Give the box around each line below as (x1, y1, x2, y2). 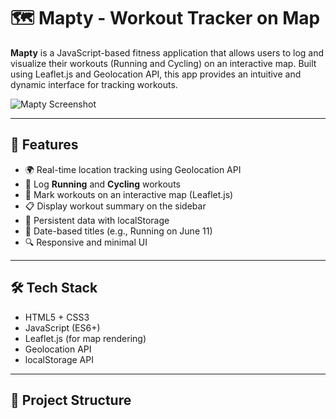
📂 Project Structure (10, 391, 132, 409)
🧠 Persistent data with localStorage (24, 214, 170, 226)
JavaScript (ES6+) (24, 321, 101, 334)
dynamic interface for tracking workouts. (10, 78, 178, 90)
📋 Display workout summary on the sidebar (24, 200, 207, 212)
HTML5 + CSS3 (24, 311, 90, 323)
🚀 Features (10, 136, 79, 154)
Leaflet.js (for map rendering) (24, 332, 147, 344)
